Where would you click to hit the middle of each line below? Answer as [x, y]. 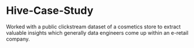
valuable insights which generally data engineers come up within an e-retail [97, 32]
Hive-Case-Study [50, 11]
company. [18, 39]
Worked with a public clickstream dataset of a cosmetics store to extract [93, 27]
